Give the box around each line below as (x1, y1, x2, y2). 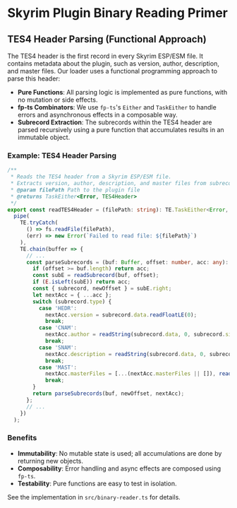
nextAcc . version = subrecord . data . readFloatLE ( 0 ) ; (44, 311, 197, 319)
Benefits (7, 433, 37, 443)
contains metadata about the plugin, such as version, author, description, (7, 59, 220, 68)
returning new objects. (17, 456, 83, 465)
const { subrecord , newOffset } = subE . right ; (32, 285, 172, 293)
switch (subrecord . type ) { (32, 298, 112, 305)
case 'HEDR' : (38, 305, 78, 312)
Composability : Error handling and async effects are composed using (17, 464, 221, 473)
